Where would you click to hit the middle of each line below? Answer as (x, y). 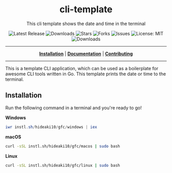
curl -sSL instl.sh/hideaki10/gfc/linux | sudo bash (63, 165)
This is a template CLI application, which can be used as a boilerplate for (82, 68)
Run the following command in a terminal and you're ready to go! (74, 107)
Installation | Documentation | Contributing (86, 53)
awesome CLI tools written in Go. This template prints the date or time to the (86, 74)
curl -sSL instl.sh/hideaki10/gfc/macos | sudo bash (63, 146)
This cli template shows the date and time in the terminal (86, 24)
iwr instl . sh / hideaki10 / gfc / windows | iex (51, 127)
